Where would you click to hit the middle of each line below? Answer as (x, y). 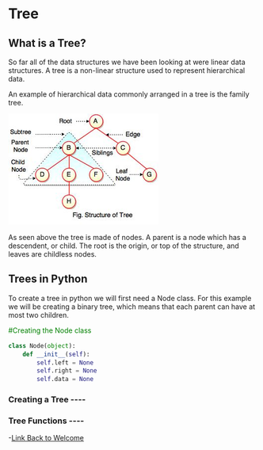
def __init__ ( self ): (56, 354)
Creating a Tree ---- (47, 399)
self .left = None (65, 362)
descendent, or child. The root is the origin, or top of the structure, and (124, 246)
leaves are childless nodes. (53, 254)
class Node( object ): (42, 345)
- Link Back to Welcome (46, 438)
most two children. (39, 315)
